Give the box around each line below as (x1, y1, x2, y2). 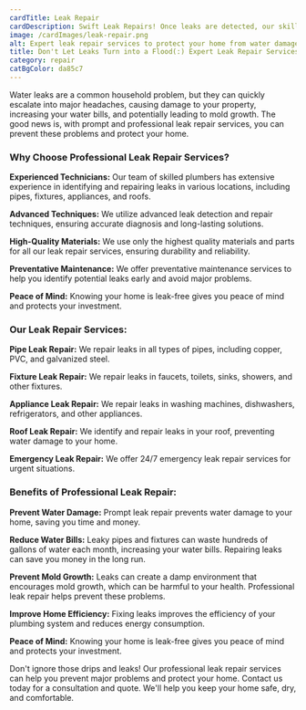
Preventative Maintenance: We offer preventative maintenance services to (9, 264, 292, 275)
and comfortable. (9, 692, 75, 703)
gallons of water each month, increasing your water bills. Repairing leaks (9, 544, 282, 555)
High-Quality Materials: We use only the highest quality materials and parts (9, 236, 295, 247)
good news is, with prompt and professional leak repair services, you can (9, 118, 285, 129)
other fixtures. (9, 381, 63, 392)
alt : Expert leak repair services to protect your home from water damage (9, 38, 300, 48)
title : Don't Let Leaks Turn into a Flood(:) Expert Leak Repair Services (9, 47, 300, 57)
